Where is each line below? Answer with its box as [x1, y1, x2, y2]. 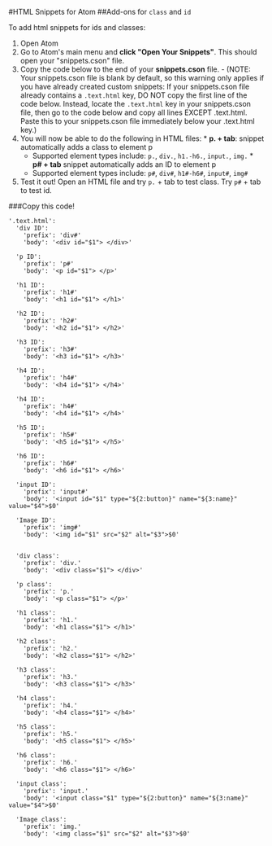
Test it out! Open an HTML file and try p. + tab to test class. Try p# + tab [19, 177, 261, 186]
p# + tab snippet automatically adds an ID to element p [32, 160, 217, 169]
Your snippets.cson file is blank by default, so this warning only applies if [19, 73, 265, 82]
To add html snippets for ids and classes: [8, 23, 146, 32]
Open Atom [19, 38, 58, 48]
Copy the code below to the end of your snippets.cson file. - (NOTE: [19, 64, 251, 74]
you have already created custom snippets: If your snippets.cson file [19, 81, 250, 91]
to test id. [19, 186, 53, 195]
